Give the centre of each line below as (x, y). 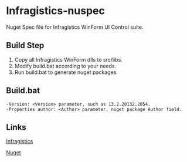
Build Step (25, 45)
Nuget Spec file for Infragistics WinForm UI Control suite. (75, 27)
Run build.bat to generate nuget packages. (66, 72)
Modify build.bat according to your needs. (65, 66)
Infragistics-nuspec (56, 11)
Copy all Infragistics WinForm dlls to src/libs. (69, 59)
